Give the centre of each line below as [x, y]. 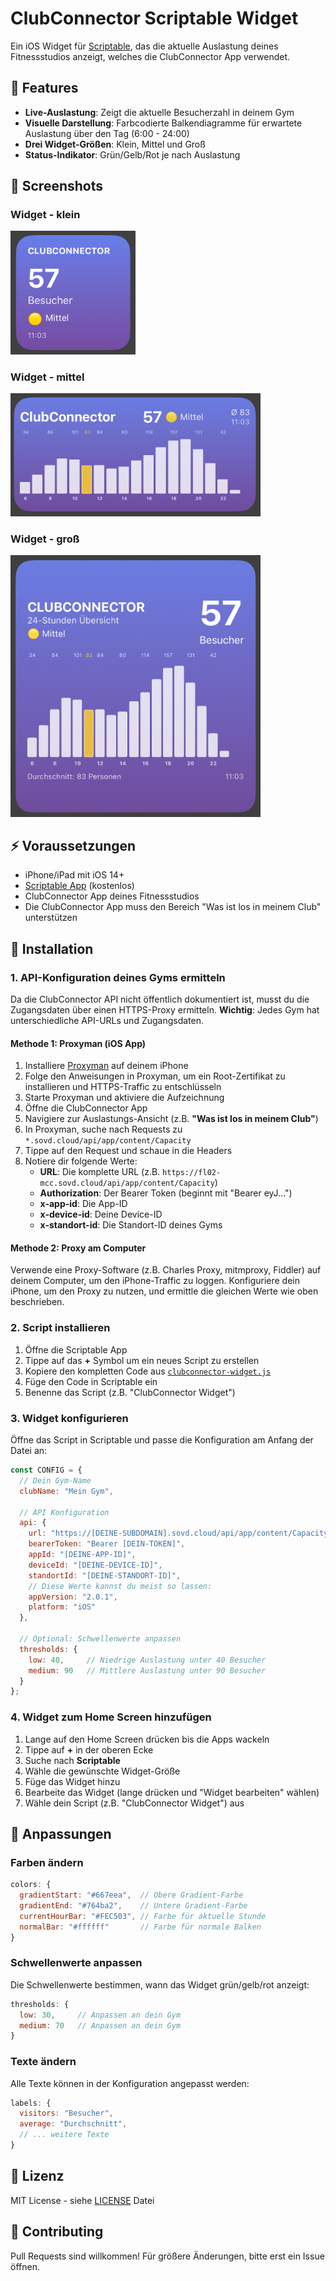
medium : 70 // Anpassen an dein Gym [100, 2025]
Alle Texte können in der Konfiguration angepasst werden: [130, 2083]
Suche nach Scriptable [72, 1760]
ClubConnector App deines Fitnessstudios [112, 896]
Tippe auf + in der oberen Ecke [89, 1749]
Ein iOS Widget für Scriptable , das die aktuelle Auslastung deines [144, 46]
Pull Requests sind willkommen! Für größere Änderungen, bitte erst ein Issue [167, 2256]
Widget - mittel [47, 377]
